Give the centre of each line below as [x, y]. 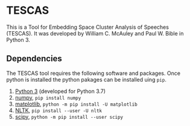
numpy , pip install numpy [48, 97]
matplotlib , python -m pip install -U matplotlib [76, 104]
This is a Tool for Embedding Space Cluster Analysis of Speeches [87, 27]
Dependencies [34, 58]
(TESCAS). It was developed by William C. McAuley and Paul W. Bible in [95, 33]
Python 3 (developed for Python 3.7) [60, 91]
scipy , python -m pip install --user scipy [69, 116]
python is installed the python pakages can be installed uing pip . [87, 79]
